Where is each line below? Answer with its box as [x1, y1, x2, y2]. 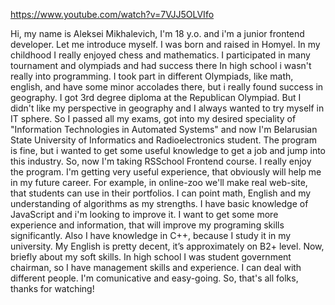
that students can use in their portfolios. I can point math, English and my [10, 187, 312, 199]
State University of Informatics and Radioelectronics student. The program [10, 134, 317, 146]
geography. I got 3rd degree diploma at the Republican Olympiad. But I [10, 92, 302, 103]
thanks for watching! [10, 283, 95, 294]
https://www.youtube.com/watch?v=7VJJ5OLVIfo [10, 9, 215, 20]
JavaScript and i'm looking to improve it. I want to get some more [10, 209, 279, 220]
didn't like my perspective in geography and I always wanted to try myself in [10, 102, 325, 114]
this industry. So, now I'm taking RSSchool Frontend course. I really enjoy [10, 155, 312, 167]
